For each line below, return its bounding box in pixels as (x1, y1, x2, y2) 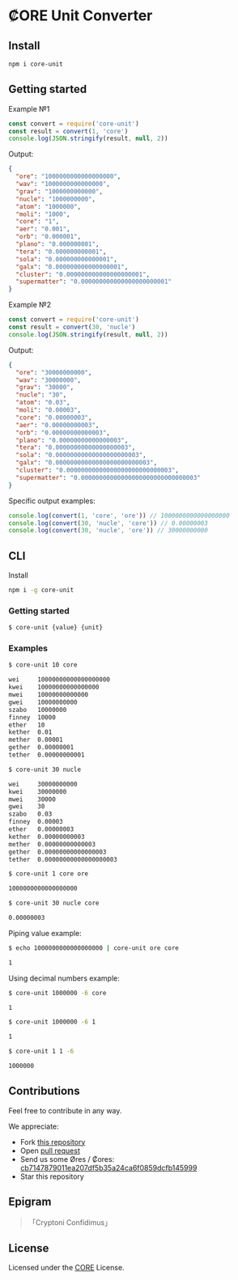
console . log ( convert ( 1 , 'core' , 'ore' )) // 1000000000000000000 (8, 511, 230, 519)
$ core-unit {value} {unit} (8, 624, 104, 632)
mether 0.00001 (8, 735, 63, 744)
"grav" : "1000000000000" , (15, 187, 104, 196)
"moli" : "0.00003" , (15, 406, 82, 414)
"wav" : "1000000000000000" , (15, 180, 111, 189)
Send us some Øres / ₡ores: (19, 1154, 115, 1163)
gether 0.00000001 (8, 744, 74, 752)
